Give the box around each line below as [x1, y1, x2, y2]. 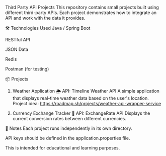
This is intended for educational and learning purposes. [5, 145, 120, 150]
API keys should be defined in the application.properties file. [5, 135, 130, 141]
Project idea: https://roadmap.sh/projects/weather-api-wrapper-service [12, 101, 161, 106]
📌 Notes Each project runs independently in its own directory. [5, 125, 132, 131]
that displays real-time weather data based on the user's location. [12, 95, 149, 101]
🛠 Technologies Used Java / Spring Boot [5, 25, 91, 31]
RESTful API [5, 37, 30, 42]
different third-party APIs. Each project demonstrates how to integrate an [5, 10, 157, 16]
